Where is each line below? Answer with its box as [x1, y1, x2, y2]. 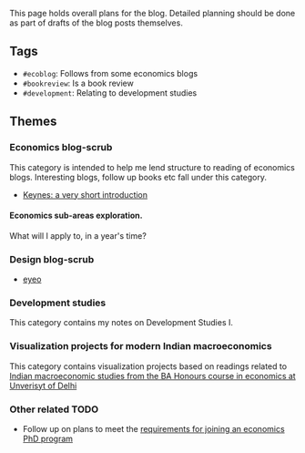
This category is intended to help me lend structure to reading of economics [9, 161, 296, 172]
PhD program [22, 433, 74, 444]
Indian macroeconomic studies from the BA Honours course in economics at [9, 370, 296, 381]
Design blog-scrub [9, 252, 95, 265]
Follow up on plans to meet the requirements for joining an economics [22, 423, 285, 434]
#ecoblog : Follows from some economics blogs [22, 67, 198, 78]
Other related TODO [9, 403, 99, 416]
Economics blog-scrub [9, 141, 113, 154]
